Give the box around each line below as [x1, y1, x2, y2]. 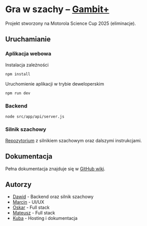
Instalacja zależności [5, 62, 49, 68]
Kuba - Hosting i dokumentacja [12, 215, 78, 221]
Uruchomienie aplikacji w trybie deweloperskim [5, 81, 104, 87]
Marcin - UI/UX [12, 199, 45, 205]
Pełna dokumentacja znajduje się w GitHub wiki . [5, 166, 105, 172]
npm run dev [5, 90, 30, 96]
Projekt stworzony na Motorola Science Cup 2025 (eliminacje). [5, 20, 136, 26]
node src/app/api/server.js [5, 114, 65, 119]
